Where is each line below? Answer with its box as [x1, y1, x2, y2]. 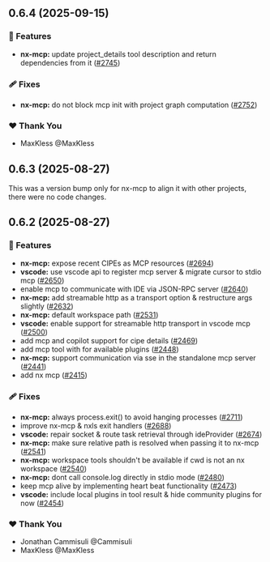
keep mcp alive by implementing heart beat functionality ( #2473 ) [19, 481, 238, 491]
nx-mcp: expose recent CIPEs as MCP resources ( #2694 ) [19, 258, 214, 268]
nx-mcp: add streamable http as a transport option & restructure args [19, 292, 253, 302]
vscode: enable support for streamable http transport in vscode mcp [19, 318, 251, 328]
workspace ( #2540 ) [19, 464, 88, 474]
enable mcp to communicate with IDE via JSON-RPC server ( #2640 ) [19, 283, 249, 294]
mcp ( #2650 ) [19, 275, 65, 285]
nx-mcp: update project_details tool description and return [19, 49, 217, 59]
